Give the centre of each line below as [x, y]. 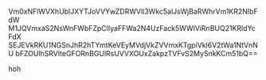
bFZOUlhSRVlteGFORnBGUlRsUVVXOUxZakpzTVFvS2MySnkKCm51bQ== [137, 53]
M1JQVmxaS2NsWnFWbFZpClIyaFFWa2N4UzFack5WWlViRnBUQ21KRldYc [132, 28]
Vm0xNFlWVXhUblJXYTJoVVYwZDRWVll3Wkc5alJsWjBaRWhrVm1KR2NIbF [133, 11]
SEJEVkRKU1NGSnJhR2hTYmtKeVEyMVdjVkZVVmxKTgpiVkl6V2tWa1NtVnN [133, 45]
